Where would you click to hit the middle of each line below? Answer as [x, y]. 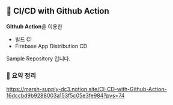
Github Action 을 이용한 [35, 26]
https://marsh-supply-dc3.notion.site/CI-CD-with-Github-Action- [86, 89]
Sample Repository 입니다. [38, 59]
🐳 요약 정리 [21, 75]
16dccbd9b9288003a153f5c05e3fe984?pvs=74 [65, 96]
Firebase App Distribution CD [51, 46]
